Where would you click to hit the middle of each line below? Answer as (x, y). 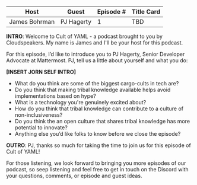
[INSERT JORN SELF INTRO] (41, 72)
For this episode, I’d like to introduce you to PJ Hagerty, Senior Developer (96, 54)
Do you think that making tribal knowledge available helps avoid (93, 90)
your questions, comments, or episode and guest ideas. (74, 176)
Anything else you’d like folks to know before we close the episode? (98, 134)
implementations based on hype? (55, 96)
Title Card (146, 12)
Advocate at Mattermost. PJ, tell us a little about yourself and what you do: (97, 60)
